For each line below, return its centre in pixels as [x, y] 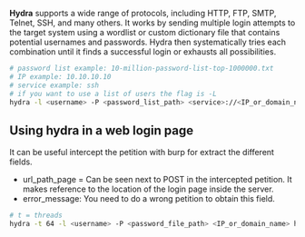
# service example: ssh [54, 85]
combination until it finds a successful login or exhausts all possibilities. [143, 52]
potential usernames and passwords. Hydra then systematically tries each [148, 42]
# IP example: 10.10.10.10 [60, 76]
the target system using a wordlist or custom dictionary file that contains [145, 32]
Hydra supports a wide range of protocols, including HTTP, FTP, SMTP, [143, 13]
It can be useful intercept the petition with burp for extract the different [142, 153]
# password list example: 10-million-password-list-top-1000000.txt [142, 68]
